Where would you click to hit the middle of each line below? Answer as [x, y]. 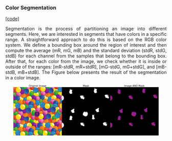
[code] [12, 19]
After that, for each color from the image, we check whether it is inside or [86, 62]
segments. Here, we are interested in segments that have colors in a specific [86, 34]
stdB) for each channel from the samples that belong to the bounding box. [86, 56]
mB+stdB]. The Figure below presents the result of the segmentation [92, 72]
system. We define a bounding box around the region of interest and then [86, 45]
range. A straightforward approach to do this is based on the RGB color [86, 39]
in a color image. [23, 78]
